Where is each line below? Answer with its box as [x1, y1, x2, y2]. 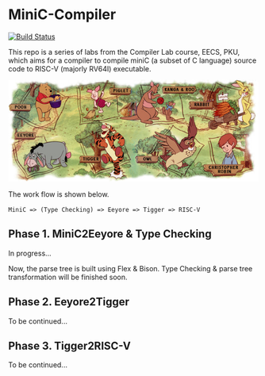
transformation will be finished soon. [8, 272, 129, 282]
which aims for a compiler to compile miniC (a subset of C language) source [8, 56, 257, 65]
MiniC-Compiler [8, 6, 117, 24]
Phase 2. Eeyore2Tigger [8, 295, 129, 309]
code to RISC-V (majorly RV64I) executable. [8, 63, 152, 73]
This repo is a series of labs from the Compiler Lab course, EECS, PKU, [8, 47, 240, 56]
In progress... [8, 248, 52, 258]
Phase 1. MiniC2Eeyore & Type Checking [8, 228, 212, 241]
